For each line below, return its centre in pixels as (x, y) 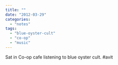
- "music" (20, 43)
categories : (18, 19)
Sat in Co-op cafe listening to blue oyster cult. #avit (59, 57)
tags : (11, 29)
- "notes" (20, 24)
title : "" (16, 10)
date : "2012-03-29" (26, 15)
